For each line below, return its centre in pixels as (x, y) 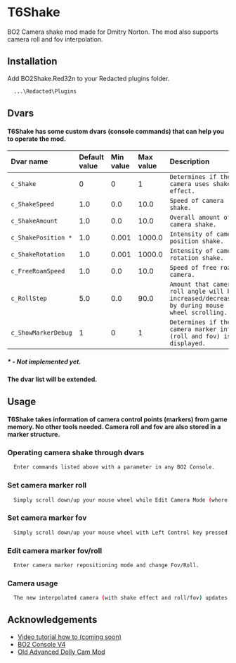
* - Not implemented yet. (44, 361)
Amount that (189, 285)
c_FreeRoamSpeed (38, 271)
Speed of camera (197, 201)
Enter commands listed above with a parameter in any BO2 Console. (114, 467)
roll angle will (197, 292)
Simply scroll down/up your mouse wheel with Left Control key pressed (121, 533)
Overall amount (195, 218)
